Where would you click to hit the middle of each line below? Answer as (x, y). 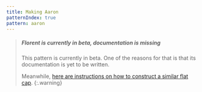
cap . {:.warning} (42, 83)
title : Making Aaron (33, 12)
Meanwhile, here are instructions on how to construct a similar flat (105, 76)
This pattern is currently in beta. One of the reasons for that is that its (108, 58)
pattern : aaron (26, 23)
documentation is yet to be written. (65, 65)
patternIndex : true (31, 18)
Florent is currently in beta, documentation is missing (91, 43)
